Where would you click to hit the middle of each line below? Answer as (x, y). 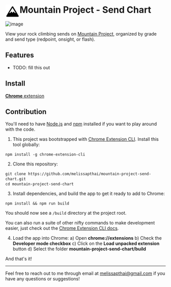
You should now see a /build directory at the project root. (66, 213)
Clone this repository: (35, 164)
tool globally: (26, 145)
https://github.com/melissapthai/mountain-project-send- (90, 174)
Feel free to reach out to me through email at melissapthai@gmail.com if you (85, 273)
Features (20, 55)
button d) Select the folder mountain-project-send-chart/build (79, 249)
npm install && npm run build (37, 204)
